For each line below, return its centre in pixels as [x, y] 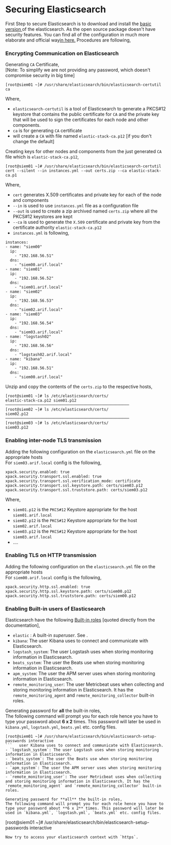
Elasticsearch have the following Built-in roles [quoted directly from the [80, 620]
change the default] [34, 142]
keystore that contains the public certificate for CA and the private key [86, 114]
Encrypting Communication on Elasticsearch [62, 53]
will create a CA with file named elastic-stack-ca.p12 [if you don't [82, 136]
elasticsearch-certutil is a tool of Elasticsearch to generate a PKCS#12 [89, 109]
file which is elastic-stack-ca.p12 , [42, 157]
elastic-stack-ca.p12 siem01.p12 [41, 401]
